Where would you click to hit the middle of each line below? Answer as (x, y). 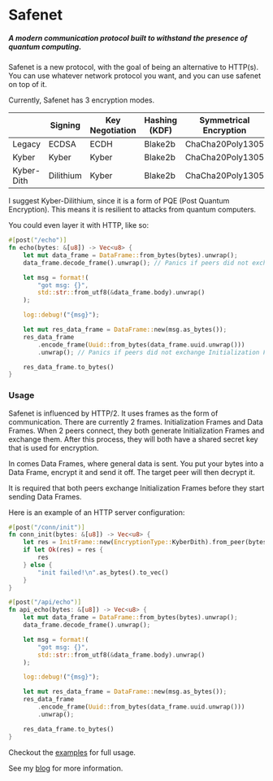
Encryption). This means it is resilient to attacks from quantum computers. (132, 210)
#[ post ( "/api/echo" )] (45, 602)
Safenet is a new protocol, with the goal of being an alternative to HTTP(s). (134, 68)
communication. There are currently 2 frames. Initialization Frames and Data (136, 421)
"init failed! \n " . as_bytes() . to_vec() (103, 572)
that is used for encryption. (54, 447)
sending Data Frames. (45, 496)
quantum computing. (45, 46)
